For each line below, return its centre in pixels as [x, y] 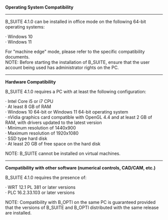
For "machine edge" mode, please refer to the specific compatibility [75, 51]
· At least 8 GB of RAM [28, 106]
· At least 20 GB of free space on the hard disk [53, 144]
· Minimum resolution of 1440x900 [40, 128]
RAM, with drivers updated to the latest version [54, 122]
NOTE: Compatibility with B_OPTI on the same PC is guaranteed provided [80, 202]
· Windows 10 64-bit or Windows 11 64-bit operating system [67, 112]
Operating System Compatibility [39, 7]
